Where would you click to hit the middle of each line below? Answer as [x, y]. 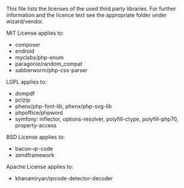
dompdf [25, 93]
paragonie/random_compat [49, 64]
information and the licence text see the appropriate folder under [87, 15]
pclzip [23, 100]
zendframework [35, 155]
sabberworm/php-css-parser [51, 70]
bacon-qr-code [34, 149]
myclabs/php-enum [39, 57]
